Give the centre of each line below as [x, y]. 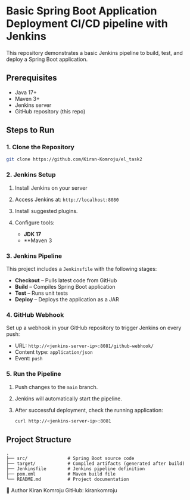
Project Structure [39, 439]
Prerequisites [32, 78]
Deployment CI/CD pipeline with [87, 24]
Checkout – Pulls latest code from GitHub [66, 280]
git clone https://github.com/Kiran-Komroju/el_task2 [74, 159]
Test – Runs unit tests [41, 293]
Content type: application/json [54, 352]
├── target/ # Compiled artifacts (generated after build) [96, 464]
